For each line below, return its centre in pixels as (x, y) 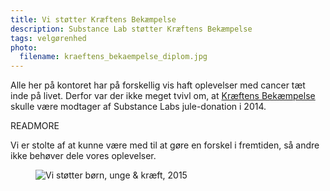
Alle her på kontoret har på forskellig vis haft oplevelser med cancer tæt (158, 85)
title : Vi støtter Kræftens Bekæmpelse (93, 19)
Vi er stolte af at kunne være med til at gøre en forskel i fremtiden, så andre (165, 145)
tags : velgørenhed (48, 38)
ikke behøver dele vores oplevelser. (83, 156)
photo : (24, 47)
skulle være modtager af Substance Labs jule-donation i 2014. (138, 107)
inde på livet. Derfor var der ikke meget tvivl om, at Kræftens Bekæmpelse (163, 96)
